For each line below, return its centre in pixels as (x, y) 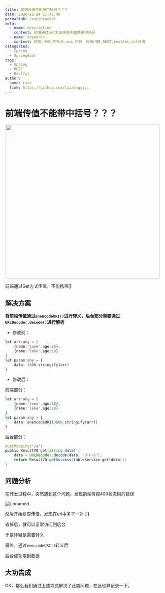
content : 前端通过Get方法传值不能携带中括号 (55, 33)
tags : (11, 60)
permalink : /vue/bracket (31, 19)
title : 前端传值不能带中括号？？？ (37, 10)
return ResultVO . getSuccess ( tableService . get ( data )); (70, 460)
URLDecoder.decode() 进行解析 (35, 322)
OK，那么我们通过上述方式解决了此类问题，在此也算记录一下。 (69, 585)
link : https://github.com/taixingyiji (49, 87)
